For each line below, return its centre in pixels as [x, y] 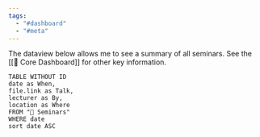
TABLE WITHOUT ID [38, 77]
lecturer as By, [36, 98]
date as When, [32, 84]
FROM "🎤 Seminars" [39, 112]
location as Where [39, 106]
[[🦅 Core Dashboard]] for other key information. [88, 62]
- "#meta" [32, 31]
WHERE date [27, 119]
